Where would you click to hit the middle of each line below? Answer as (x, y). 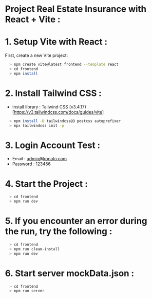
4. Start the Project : (47, 184)
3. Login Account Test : (53, 145)
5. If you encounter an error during (76, 221)
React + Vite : (33, 19)
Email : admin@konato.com (39, 159)
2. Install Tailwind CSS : (53, 93)
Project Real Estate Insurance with (76, 9)
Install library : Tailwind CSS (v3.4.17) (49, 107)
